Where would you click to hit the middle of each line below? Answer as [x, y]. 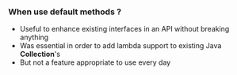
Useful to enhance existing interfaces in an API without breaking [124, 29]
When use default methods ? [65, 12]
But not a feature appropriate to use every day [95, 62]
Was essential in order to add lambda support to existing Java [120, 46]
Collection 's [40, 54]
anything [34, 37]
